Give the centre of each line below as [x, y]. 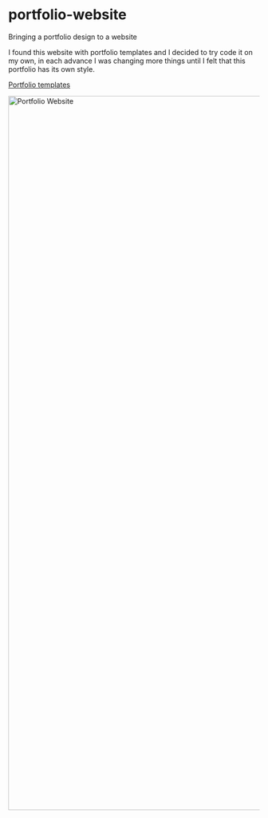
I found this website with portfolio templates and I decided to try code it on [130, 52]
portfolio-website [67, 15]
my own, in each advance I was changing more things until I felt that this [127, 61]
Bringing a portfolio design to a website [73, 37]
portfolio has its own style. [52, 69]
